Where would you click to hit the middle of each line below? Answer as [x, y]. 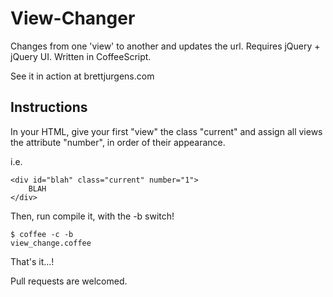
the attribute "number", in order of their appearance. [118, 142]
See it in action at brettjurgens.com [82, 76]
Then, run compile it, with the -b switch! [92, 216]
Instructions [49, 107]
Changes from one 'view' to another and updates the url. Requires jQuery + [165, 46]
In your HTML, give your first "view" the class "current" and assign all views [166, 131]
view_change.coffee [51, 243]
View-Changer [73, 18]
